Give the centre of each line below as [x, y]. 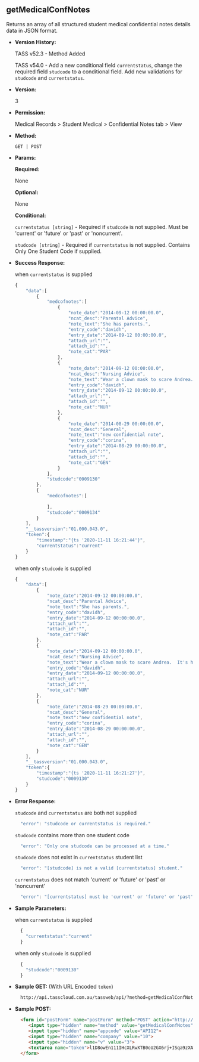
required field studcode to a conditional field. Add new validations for [99, 72]
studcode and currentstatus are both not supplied [75, 813]
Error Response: [35, 801]
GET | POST [28, 146]
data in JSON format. [32, 30]
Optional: [26, 192]
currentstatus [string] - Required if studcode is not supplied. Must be [102, 227]
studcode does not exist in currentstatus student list [78, 857]
